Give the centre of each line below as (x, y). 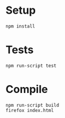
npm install (20, 26)
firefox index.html (30, 110)
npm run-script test (31, 66)
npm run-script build (32, 105)
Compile (27, 89)
